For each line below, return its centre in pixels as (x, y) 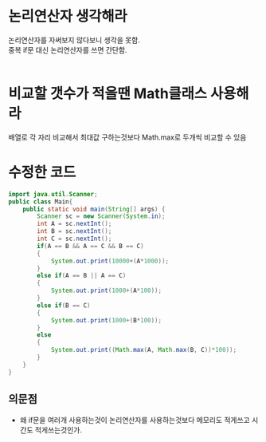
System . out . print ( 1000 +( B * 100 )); (106, 320)
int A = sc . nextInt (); (74, 224)
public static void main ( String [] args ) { (94, 209)
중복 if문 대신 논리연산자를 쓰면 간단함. (68, 49)
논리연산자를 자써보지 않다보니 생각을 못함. (74, 40)
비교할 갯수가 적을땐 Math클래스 (108, 94)
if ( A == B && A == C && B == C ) (91, 246)
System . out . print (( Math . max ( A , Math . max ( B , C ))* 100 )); (144, 350)
